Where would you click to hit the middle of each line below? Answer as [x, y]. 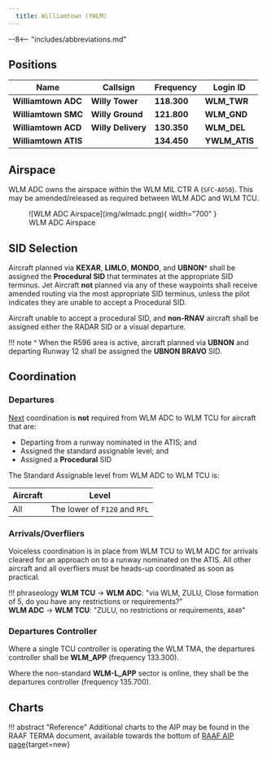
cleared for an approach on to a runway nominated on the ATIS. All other [130, 560]
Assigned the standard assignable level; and [94, 451]
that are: [22, 426]
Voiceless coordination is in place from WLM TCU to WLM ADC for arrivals [133, 551]
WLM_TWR [227, 101]
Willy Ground [117, 115]
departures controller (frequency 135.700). [80, 682]
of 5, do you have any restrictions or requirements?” [96, 602]
